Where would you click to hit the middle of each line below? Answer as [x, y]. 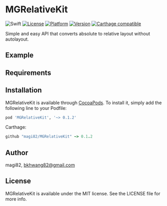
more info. [16, 199]
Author [17, 153]
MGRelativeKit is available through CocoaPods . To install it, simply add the [84, 102]
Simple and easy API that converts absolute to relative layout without [78, 33]
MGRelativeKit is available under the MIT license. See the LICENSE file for [83, 193]
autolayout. [17, 39]
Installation [24, 90]
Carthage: [16, 127]
